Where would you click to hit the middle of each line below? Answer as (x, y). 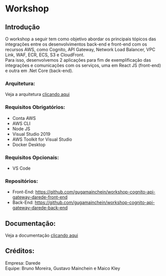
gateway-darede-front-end (40, 197)
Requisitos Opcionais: (32, 157)
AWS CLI (21, 123)
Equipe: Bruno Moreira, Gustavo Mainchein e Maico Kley (63, 268)
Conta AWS (24, 118)
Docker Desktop (29, 144)
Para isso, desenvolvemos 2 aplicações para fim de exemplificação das (78, 60)
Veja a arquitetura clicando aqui (37, 94)
